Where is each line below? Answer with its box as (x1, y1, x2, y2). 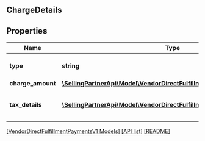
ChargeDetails (6, 5, 62, 15)
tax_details (9, 101, 42, 109)
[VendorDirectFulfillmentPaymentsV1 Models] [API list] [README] (6, 128, 171, 135)
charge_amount (9, 79, 56, 88)
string (62, 62, 80, 70)
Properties (6, 26, 48, 36)
